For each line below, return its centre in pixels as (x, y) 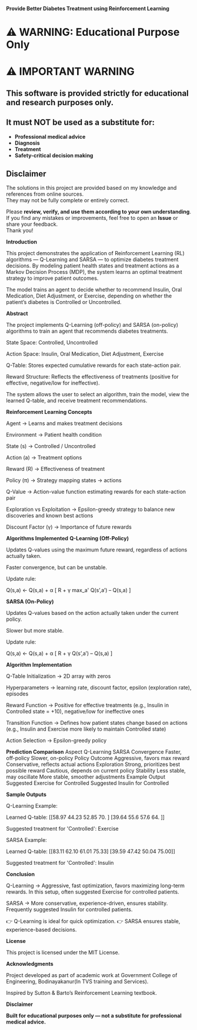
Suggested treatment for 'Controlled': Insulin (60, 863)
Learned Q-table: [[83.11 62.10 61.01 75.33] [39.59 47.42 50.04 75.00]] (91, 851)
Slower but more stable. (35, 631)
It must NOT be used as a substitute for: (80, 123)
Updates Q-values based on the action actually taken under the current (92, 613)
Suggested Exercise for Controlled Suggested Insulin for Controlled (88, 783)
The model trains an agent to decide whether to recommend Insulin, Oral (94, 290)
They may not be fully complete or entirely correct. (68, 200)
